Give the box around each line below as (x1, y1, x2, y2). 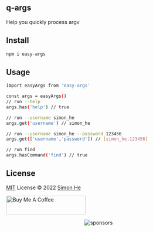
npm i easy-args (6, 51, 46, 57)
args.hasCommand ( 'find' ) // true (6, 152, 88, 158)
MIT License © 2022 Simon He (6, 184, 81, 191)
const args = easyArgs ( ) (6, 93, 67, 100)
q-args (6, 3, 32, 13)
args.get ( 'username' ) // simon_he (6, 120, 91, 126)
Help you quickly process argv (6, 18, 80, 25)
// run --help (6, 99, 41, 105)
